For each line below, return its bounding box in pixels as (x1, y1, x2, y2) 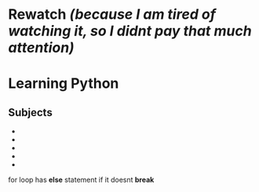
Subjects (8, 106, 53, 119)
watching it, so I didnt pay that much (8, 22, 253, 40)
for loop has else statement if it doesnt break (8, 175, 155, 185)
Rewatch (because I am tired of (8, 5, 216, 24)
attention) (8, 39, 75, 56)
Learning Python (8, 74, 119, 92)
